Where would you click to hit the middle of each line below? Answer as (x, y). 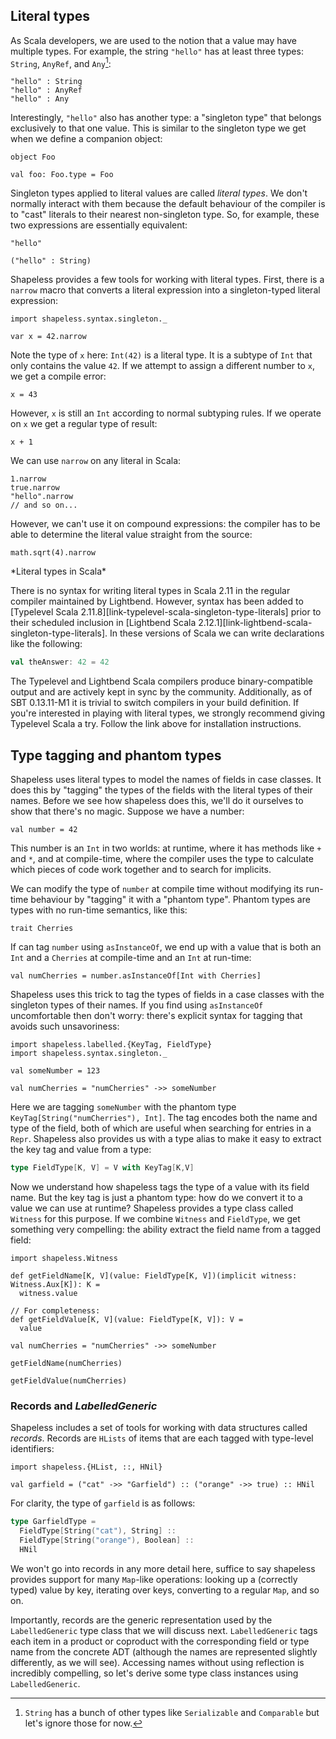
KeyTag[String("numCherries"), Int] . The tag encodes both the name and (164, 1118)
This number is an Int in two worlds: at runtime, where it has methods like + (166, 848)
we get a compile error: (58, 376)
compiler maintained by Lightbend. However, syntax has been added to (157, 601)
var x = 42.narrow (48, 337)
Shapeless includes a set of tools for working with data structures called (159, 1428)
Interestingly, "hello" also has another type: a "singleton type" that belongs (166, 118)
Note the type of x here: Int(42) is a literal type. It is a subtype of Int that (161, 355)
